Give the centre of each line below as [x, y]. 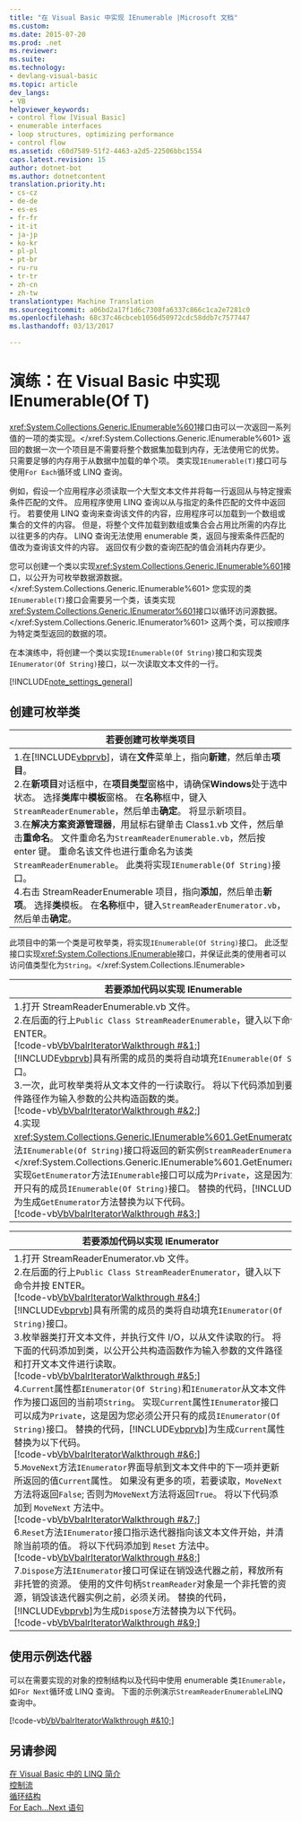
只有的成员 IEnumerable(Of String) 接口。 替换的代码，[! [140, 1188]
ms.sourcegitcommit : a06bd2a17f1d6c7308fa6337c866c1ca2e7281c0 [130, 310]
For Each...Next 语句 [47, 1808]
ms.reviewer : [34, 51]
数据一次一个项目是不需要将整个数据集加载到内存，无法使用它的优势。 [154, 449]
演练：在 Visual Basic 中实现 [115, 381]
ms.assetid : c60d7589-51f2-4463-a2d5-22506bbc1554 [106, 151]
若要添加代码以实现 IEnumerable [173, 989]
